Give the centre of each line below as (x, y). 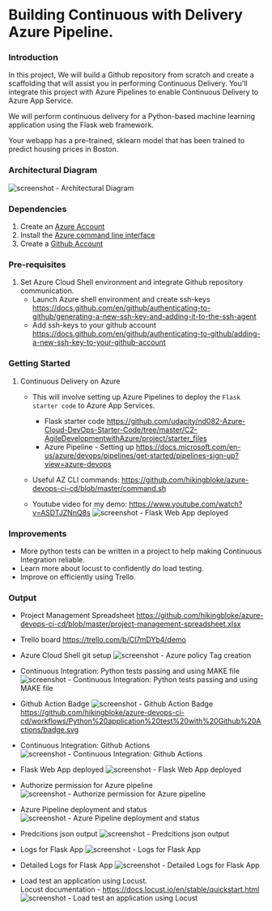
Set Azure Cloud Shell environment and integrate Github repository (132, 282)
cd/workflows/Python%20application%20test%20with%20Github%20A (140, 721)
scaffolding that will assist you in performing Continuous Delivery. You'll (128, 83)
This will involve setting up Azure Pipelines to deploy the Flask (136, 396)
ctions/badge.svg (49, 730)
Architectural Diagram (53, 170)
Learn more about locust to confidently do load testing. (112, 568)
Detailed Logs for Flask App (66, 865)
